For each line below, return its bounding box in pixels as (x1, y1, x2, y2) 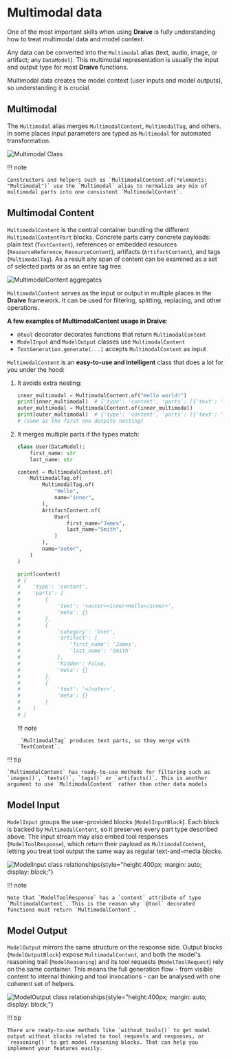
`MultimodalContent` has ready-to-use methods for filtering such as (7, 768, 211, 775)
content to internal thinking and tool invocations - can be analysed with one (7, 972, 221, 981)
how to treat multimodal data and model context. (7, 34, 145, 43)
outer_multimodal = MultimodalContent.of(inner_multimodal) (16, 405, 193, 412)
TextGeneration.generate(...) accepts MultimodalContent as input (16, 344, 206, 353)
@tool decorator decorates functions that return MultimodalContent (16, 330, 206, 338)
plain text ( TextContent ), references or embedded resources (7, 240, 177, 249)
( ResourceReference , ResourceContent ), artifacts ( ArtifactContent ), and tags (7, 247, 221, 255)
